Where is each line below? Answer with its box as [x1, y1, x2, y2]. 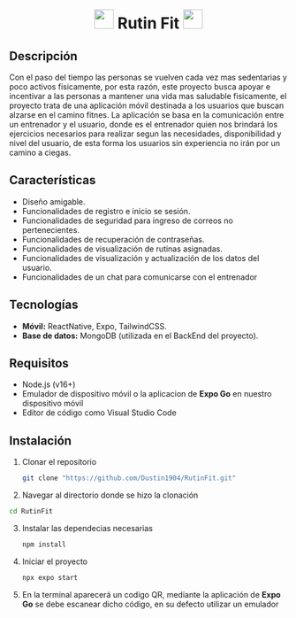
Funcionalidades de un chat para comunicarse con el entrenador [21, 271, 258, 282]
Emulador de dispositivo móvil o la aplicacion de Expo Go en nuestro [21, 389, 272, 399]
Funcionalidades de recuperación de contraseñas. [21, 234, 205, 244]
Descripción [9, 49, 78, 64]
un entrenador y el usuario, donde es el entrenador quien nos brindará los [9, 120, 278, 129]
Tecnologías [9, 297, 79, 313]
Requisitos [9, 356, 69, 371]
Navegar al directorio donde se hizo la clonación [21, 490, 199, 500]
